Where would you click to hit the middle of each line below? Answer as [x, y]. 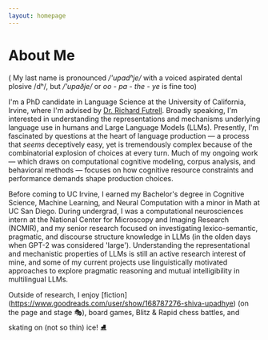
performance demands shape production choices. [91, 178]
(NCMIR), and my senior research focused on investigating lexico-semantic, [133, 228]
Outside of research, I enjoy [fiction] [68, 294]
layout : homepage [37, 16]
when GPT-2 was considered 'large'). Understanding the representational [129, 245]
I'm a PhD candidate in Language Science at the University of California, [127, 102]
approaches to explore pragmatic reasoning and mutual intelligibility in [124, 270]
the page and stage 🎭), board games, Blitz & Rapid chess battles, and [124, 312]
